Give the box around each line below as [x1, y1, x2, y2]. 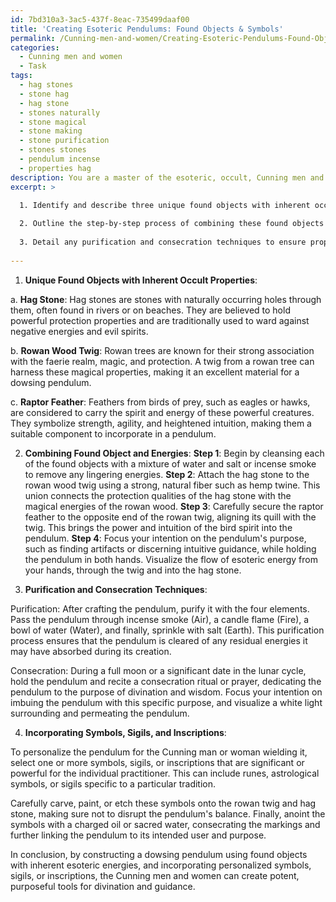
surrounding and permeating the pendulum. [10, 707, 190, 719]
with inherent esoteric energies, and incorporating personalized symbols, [10, 859, 312, 871]
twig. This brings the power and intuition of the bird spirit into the [24, 521, 293, 533]
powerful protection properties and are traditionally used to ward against [10, 314, 310, 326]
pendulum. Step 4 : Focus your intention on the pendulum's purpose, [24, 532, 307, 544]
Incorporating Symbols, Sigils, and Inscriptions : [24, 726, 227, 738]
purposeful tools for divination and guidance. [10, 880, 196, 892]
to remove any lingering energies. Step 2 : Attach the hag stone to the [24, 468, 310, 480]
